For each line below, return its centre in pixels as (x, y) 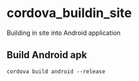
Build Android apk (47, 55)
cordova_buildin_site (69, 13)
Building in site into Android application (64, 33)
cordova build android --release (56, 71)
